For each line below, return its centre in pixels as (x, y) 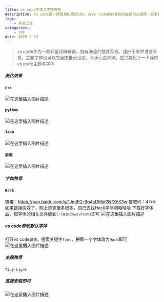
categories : (17, 28)
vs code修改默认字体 (26, 226)
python (12, 110)
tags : (10, 19)
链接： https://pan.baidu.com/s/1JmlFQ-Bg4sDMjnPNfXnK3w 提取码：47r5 (80, 202)
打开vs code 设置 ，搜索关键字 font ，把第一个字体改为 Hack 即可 (66, 239)
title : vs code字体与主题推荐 (33, 10)
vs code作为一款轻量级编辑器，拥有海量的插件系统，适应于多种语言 (85, 51)
